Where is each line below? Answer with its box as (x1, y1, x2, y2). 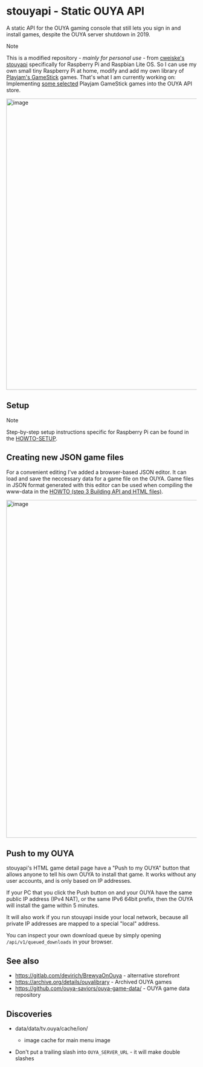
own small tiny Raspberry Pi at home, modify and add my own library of (6, 67, 184, 74)
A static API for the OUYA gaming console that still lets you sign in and (6, 24, 181, 32)
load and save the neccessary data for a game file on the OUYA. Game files (6, 474, 195, 482)
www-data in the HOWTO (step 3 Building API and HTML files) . (6, 488, 164, 495)
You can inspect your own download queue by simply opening (6, 932, 161, 939)
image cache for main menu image (24, 1037, 111, 1043)
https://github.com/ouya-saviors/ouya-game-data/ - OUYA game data (14, 985, 190, 992)
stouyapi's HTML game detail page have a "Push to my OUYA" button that (6, 865, 190, 872)
